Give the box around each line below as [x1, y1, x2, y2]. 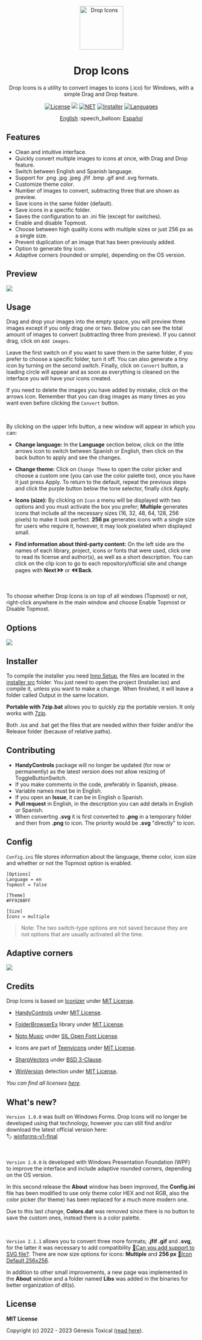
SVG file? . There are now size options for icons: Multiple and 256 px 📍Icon [6, 1250, 192, 1258]
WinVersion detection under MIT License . [14, 1068, 118, 1075]
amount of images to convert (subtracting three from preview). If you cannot [6, 331, 196, 338]
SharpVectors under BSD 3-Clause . [14, 1056, 103, 1063]
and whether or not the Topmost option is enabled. [6, 859, 133, 866]
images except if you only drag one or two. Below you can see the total [6, 325, 183, 332]
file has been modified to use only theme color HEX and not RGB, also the [6, 1190, 189, 1197]
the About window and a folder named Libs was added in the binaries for [6, 1275, 188, 1282]
